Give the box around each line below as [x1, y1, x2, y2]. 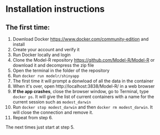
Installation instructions [5, 3, 105, 15]
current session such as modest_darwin [12, 99, 91, 104]
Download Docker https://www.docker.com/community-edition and [12, 36, 149, 42]
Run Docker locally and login [12, 52, 71, 58]
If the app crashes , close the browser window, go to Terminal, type [12, 89, 149, 94]
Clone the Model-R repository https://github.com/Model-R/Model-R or [12, 57, 155, 63]
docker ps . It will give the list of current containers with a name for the [12, 94, 154, 100]
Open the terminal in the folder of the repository [12, 67, 110, 73]
